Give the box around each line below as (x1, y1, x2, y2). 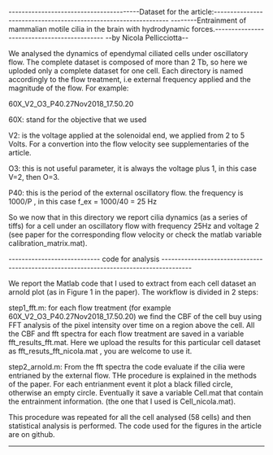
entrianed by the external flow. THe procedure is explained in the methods (8, 370, 258, 380)
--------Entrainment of (170, 15, 246, 25)
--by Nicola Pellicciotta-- (105, 33, 189, 42)
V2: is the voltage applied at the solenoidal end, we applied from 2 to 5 (8, 130, 245, 140)
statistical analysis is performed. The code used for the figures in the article (8, 421, 262, 431)
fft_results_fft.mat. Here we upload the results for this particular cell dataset (8, 338, 262, 347)
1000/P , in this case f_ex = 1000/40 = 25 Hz (8, 197, 157, 206)
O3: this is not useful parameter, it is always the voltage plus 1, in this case (8, 164, 258, 173)
